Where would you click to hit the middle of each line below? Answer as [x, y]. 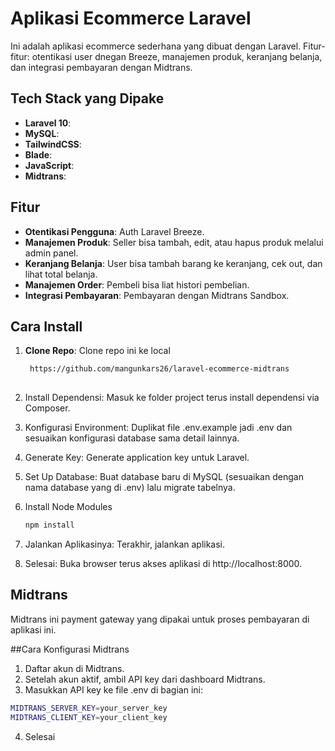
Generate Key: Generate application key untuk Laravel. [137, 458]
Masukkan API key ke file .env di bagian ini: [113, 689]
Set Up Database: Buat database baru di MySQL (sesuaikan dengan [164, 477]
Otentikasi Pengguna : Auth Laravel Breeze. [114, 231]
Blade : [38, 154]
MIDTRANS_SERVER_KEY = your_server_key [89, 708]
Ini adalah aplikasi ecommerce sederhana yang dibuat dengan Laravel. [156, 46]
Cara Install [46, 326]
